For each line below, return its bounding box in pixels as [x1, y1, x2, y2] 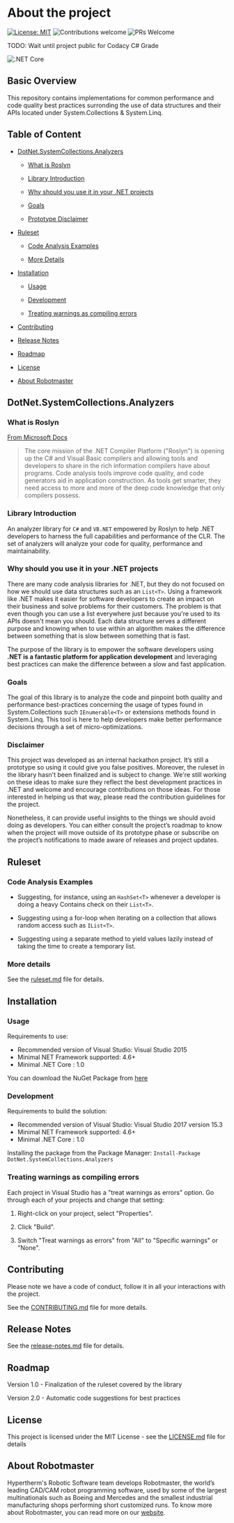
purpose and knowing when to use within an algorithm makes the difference [7, 624, 226, 632]
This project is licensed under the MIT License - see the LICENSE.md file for [7, 1432, 226, 1441]
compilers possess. [24, 491, 81, 499]
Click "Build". [17, 1222, 56, 1231]
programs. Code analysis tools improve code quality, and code [24, 469, 204, 478]
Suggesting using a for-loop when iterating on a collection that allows [17, 914, 217, 922]
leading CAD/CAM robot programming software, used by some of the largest [7, 1485, 227, 1494]
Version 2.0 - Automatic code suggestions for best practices [7, 1394, 181, 1403]
